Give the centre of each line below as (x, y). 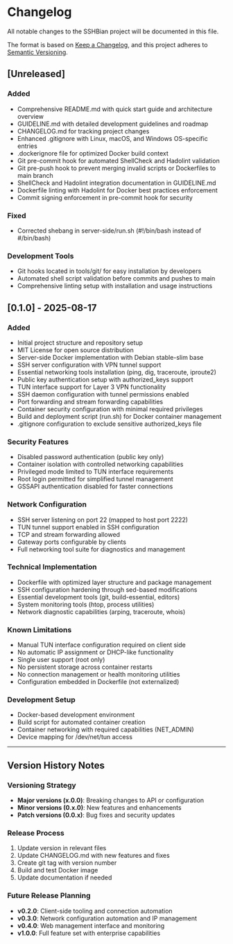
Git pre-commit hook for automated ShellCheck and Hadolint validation (118, 160)
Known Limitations (40, 629)
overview (30, 116)
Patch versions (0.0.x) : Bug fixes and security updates (96, 815)
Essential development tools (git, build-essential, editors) (98, 597)
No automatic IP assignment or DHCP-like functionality (95, 652)
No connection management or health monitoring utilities (98, 674)
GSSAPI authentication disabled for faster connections (95, 486)
